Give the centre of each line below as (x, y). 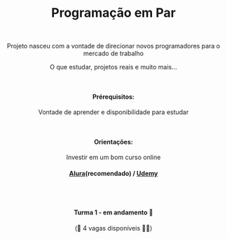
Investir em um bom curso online (113, 157)
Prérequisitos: (113, 97)
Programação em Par (113, 13)
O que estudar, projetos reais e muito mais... (113, 67)
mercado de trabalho (113, 53)
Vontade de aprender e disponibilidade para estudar (113, 112)
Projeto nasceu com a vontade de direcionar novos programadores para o (113, 46)
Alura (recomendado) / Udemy (113, 173)
